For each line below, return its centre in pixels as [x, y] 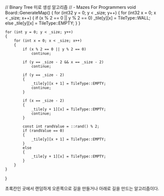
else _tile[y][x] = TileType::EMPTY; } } [43, 23]
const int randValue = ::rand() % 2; [61, 126]
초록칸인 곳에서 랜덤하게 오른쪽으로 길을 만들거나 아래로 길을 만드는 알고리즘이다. [82, 188]
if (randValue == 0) [44, 131]
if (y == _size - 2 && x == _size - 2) [63, 62]
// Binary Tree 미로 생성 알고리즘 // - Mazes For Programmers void [70, 7]
